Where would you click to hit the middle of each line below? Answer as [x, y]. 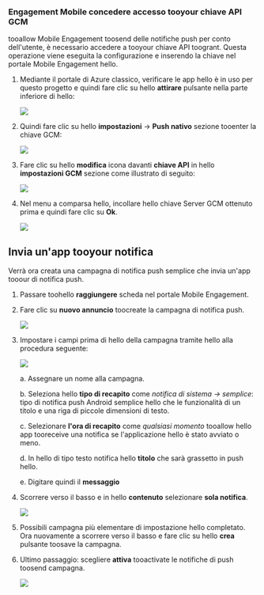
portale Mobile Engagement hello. [63, 64]
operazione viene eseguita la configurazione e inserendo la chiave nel [122, 56]
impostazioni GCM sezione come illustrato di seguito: [107, 173]
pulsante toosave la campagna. [70, 544]
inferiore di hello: [47, 97]
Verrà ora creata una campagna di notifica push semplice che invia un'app [130, 271]
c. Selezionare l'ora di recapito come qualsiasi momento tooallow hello [136, 426]
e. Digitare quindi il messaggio [70, 482]
